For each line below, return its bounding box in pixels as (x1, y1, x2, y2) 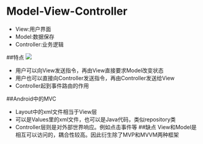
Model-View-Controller (6, 4, 128, 18)
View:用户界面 (15, 25, 52, 32)
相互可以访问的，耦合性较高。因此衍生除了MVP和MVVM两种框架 (15, 131, 179, 138)
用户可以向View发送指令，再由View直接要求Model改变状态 (15, 66, 164, 74)
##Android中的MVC (6, 95, 56, 102)
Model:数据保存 (15, 32, 55, 40)
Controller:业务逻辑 (15, 40, 64, 48)
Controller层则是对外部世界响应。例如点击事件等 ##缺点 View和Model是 (15, 123, 197, 131)
